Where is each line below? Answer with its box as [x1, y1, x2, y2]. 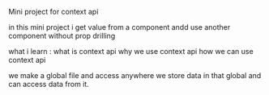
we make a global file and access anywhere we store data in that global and [8, 71, 262, 80]
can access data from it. [8, 80, 89, 89]
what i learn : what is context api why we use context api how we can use [8, 47, 254, 56]
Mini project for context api [8, 7, 99, 16]
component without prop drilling [8, 31, 116, 40]
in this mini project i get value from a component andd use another [8, 23, 231, 31]
